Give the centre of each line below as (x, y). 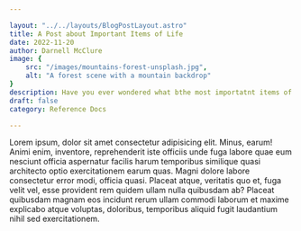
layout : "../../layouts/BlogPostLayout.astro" (98, 25)
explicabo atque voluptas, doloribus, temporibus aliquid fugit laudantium (143, 209)
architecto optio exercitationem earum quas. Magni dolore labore (130, 171)
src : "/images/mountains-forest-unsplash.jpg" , (116, 67)
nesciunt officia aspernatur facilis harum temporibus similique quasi (135, 162)
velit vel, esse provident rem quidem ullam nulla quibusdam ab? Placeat (142, 191)
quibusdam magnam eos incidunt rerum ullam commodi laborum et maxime (150, 200)
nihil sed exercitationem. (55, 219)
